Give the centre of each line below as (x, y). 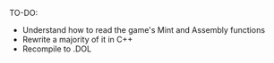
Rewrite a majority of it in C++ (77, 39)
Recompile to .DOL (57, 49)
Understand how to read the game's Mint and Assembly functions (144, 30)
